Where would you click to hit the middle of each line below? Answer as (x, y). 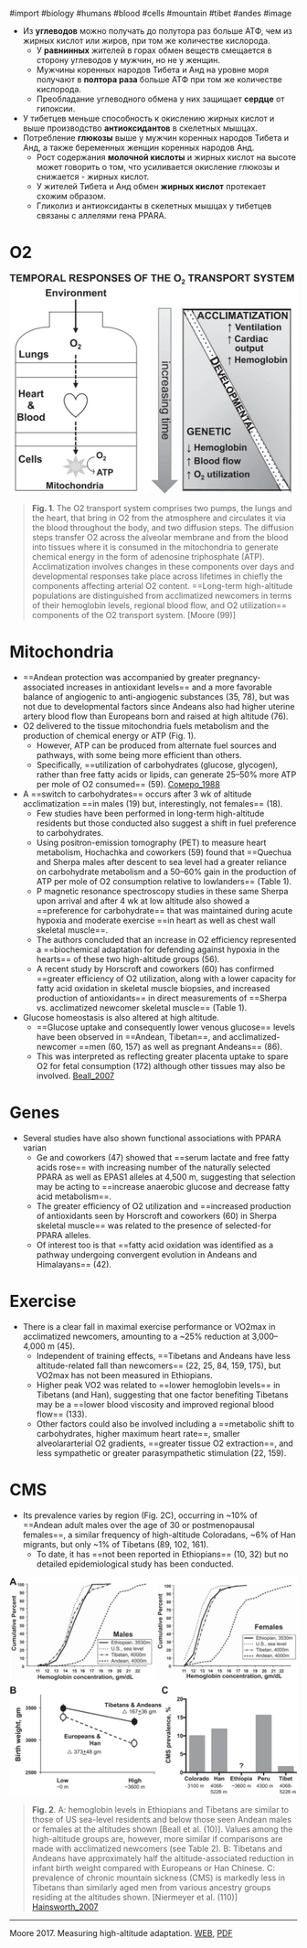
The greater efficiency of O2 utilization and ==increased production (164, 1205)
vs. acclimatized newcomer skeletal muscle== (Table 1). (142, 1007)
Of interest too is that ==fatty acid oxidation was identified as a (155, 1245)
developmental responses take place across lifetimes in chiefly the (157, 576)
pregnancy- (239, 677)
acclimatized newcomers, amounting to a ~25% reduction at (136, 1336)
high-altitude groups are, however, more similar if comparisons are (157, 1839)
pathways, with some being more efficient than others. (139, 755)
